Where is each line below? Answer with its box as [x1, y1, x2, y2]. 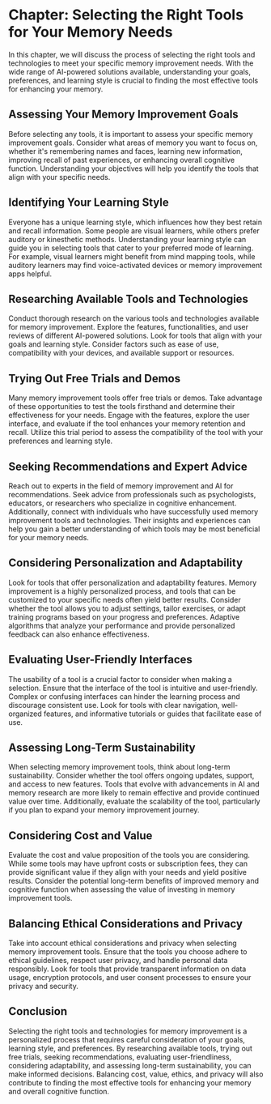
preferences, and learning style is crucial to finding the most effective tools [8, 75, 259, 85]
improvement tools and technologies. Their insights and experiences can [8, 516, 251, 525]
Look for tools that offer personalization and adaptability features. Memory [8, 578, 257, 587]
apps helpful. [8, 269, 53, 279]
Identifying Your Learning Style [8, 196, 169, 210]
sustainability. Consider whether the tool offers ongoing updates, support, [8, 771, 255, 781]
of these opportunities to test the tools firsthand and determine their [8, 402, 235, 411]
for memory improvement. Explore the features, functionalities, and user [8, 322, 249, 332]
